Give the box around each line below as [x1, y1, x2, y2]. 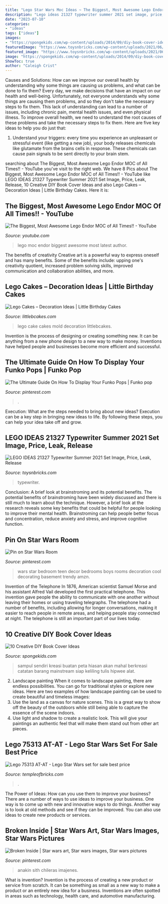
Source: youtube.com [5, 232, 50, 238]
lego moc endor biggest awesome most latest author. [17, 242, 127, 248]
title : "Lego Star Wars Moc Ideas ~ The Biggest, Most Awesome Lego [5, 7, 151, 13]
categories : [5, 21, 30, 27]
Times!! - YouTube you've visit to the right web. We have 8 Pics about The [5, 166, 157, 172]
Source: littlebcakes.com [5, 313, 56, 319]
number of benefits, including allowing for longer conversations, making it [5, 605, 157, 611]
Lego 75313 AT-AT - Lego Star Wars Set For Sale [5, 740, 158, 749]
